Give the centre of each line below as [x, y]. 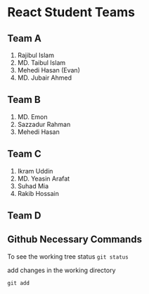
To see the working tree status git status [68, 256]
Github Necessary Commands [75, 239]
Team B [24, 100]
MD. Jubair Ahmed [45, 78]
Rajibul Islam [36, 55]
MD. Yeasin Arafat [44, 178]
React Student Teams [71, 12]
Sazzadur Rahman [44, 124]
